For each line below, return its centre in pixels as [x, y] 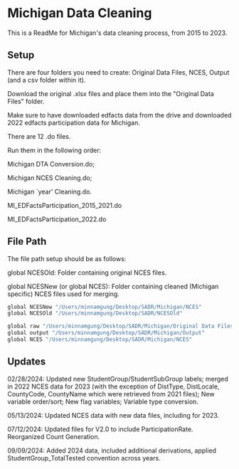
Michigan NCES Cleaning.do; [50, 178]
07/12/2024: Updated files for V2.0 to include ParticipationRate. [100, 429]
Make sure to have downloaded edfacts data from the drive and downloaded [119, 115]
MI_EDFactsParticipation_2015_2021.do [65, 205]
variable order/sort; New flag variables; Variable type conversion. [103, 401]
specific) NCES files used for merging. [63, 294]
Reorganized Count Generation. [54, 436]
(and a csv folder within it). [47, 80]
